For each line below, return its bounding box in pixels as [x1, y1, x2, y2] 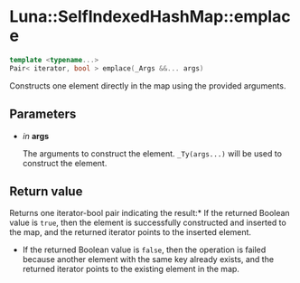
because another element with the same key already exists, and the [22, 254, 274, 265]
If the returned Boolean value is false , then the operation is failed [22, 244, 267, 255]
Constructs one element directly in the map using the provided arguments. [9, 80, 286, 91]
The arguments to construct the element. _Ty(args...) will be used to [22, 147, 283, 159]
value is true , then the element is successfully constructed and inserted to [9, 217, 286, 228]
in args [22, 130, 50, 141]
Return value [9, 184, 83, 199]
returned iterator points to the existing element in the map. [22, 264, 239, 275]
